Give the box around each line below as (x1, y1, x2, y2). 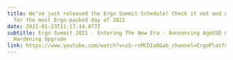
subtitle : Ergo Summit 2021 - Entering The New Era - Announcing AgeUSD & (7, 29, 228, 37)
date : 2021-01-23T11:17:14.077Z (7, 23, 101, 30)
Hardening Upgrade (13, 36, 67, 43)
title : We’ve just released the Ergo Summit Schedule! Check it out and (7, 10, 222, 17)
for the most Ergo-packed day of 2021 (13, 17, 126, 23)
